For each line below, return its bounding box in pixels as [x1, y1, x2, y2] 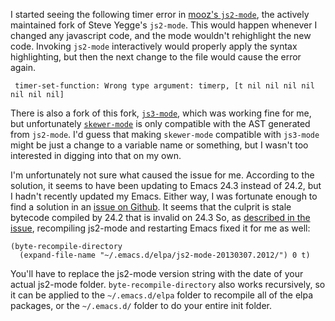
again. [10, 62, 37, 73]
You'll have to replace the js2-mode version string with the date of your [10, 268, 304, 279]
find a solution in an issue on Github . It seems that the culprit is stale [10, 201, 292, 213]
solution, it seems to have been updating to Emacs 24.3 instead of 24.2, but [10, 180, 322, 191]
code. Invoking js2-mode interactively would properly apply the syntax [10, 40, 298, 52]
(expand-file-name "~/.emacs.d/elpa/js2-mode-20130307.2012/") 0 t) [19, 250, 311, 260]
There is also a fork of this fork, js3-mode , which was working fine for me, [10, 107, 312, 119]
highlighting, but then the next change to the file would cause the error [10, 51, 302, 63]
